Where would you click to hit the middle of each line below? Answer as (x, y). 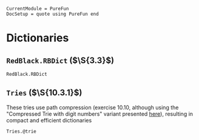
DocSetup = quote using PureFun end (52, 14)
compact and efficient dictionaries (49, 120)
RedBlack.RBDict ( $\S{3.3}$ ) (60, 60)
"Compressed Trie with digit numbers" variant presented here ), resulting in (99, 114)
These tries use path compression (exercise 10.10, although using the (93, 107)
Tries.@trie (21, 131)
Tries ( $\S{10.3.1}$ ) (44, 93)
